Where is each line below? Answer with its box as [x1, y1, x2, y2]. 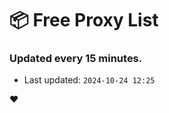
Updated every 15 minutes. [9, 52, 143, 66]
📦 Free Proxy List [9, 9, 159, 32]
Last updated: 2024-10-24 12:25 [23, 74, 156, 86]
